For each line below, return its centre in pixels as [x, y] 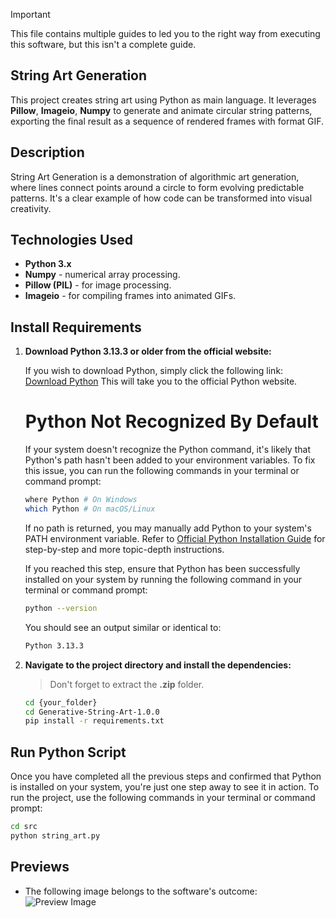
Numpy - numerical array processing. [102, 275]
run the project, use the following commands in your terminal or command [163, 798]
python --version [61, 608]
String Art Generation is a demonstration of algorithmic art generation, [155, 176]
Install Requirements [76, 327]
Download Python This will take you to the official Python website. [161, 381]
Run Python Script [68, 752]
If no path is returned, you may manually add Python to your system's [168, 528]
